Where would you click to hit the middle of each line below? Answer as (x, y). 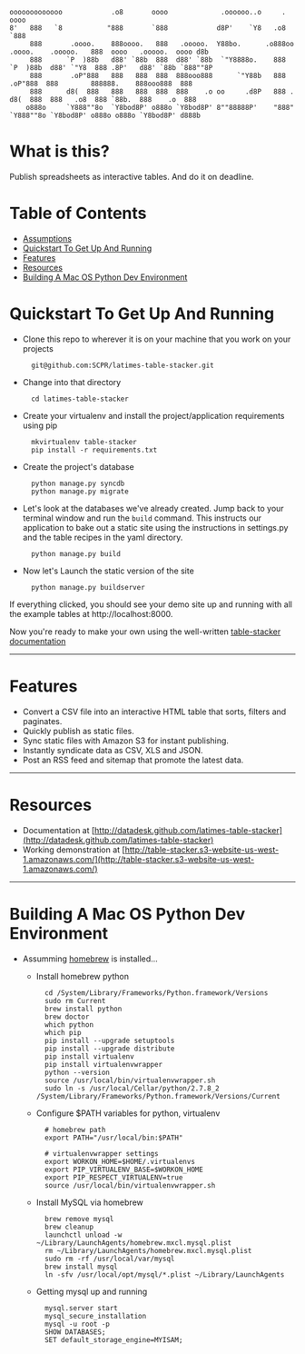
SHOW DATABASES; (75, 1332)
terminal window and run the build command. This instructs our (142, 518)
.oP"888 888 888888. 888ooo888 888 (101, 84)
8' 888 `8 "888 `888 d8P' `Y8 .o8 (148, 28)
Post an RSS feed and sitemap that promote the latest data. (133, 760)
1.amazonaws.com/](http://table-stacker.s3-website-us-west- (138, 859)
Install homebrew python (83, 976)
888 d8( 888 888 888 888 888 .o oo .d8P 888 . (162, 92)
